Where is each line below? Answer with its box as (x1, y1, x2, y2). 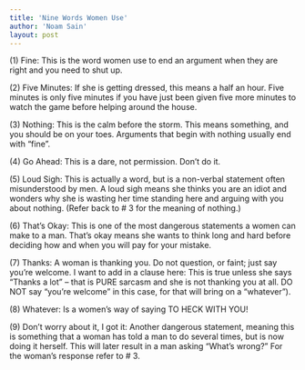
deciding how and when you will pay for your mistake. (9, 240, 212, 251)
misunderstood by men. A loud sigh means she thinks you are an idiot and (9, 184, 287, 195)
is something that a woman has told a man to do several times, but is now (9, 331, 285, 342)
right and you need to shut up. (9, 65, 123, 75)
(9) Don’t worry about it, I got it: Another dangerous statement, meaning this (9, 322, 295, 333)
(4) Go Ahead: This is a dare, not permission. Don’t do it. (9, 156, 221, 167)
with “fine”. (9, 138, 51, 150)
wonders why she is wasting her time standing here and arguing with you (9, 193, 284, 205)
